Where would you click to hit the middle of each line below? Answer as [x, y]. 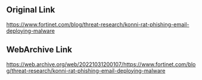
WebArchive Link [39, 50]
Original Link [31, 10]
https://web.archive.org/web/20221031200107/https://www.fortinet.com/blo [101, 64]
